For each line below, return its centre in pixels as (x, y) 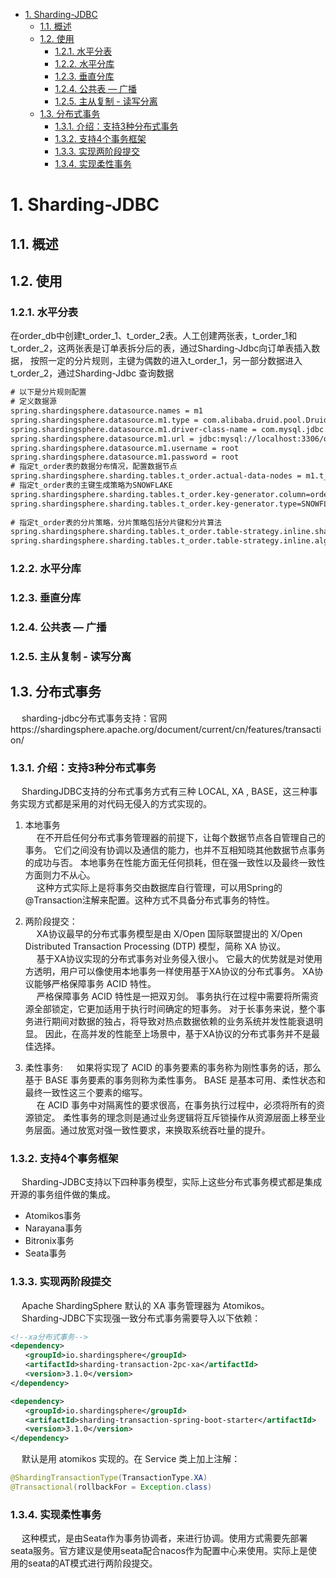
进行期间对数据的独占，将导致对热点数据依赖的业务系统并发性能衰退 (174, 1021)
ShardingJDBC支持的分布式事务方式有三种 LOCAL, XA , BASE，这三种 (165, 791)
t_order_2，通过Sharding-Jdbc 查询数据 (92, 373)
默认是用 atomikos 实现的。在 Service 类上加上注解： (131, 1459)
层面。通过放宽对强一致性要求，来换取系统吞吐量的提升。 (152, 1130)
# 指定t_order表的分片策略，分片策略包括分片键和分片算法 (116, 522)
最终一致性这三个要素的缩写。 (86, 1092)
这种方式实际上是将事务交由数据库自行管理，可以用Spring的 (159, 887)
